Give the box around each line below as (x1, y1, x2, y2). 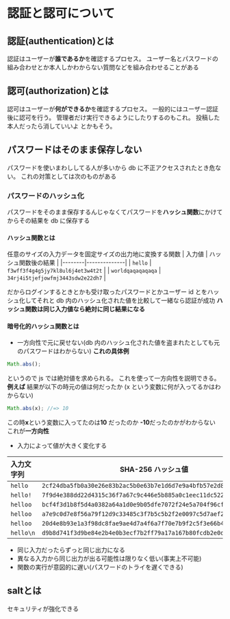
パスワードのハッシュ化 (7, 191, 84, 201)
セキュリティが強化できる (7, 605, 79, 613)
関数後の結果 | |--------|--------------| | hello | (18, 258, 152, 267)
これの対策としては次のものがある (20, 172, 117, 180)
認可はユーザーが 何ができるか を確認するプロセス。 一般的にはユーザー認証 (7, 104, 219, 113)
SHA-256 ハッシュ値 (119, 464, 188, 474)
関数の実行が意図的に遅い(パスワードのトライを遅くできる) (16, 563, 183, 572)
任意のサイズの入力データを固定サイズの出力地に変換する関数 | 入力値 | (7, 250, 208, 258)
